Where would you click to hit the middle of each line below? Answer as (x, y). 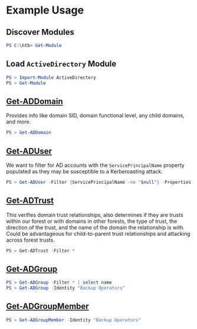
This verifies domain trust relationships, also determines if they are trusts (95, 215)
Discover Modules (40, 32)
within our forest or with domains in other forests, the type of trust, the (92, 221)
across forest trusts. (30, 240)
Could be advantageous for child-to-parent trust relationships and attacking (98, 233)
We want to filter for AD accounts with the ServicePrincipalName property (95, 165)
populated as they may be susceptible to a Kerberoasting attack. (85, 171)
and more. (19, 122)
